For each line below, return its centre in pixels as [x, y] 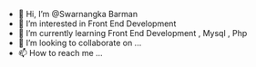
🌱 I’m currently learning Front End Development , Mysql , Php [133, 33]
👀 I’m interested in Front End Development [97, 24]
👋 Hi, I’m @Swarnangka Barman [78, 14]
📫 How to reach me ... [60, 53]
